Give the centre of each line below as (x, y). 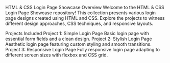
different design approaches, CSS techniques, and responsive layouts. (79, 23)
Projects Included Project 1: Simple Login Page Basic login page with (77, 33)
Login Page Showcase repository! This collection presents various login (80, 13)
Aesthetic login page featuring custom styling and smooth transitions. (78, 44)
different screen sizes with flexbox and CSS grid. (57, 55)
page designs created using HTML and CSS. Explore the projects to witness (85, 18)
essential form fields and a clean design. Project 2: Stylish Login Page (79, 39)
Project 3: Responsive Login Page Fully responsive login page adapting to (82, 50)
